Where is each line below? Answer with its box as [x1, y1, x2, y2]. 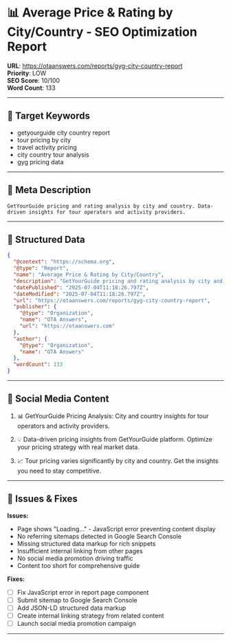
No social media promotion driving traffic [16, 554, 133, 562]
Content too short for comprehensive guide [16, 561, 140, 569]
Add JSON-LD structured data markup [16, 604, 126, 612]
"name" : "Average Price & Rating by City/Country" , [13, 271, 165, 278]
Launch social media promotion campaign [16, 619, 136, 627]
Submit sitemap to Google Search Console [16, 595, 137, 604]
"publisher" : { [13, 304, 57, 310]
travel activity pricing [16, 143, 77, 151]
